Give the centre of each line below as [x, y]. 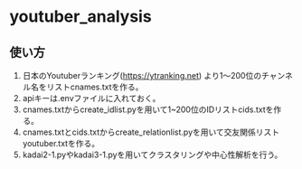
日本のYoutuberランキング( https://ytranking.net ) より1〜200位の [142, 75]
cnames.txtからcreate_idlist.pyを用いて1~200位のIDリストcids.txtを [148, 109]
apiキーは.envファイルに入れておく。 [91, 98]
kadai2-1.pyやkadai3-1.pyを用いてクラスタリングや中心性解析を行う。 [152, 155]
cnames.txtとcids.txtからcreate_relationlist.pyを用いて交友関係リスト [151, 132]
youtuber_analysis [80, 17]
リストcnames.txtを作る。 [95, 87]
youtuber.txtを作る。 [61, 143]
